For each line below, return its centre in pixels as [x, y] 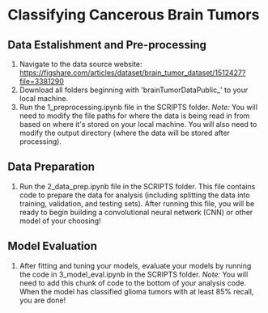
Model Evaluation [53, 246]
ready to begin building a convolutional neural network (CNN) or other [136, 212]
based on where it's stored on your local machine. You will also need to [138, 124]
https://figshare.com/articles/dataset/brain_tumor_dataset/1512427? [132, 73]
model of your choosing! [60, 221]
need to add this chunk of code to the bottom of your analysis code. [133, 283]
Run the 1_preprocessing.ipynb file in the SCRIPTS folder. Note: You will [138, 107]
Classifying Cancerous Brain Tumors [134, 15]
